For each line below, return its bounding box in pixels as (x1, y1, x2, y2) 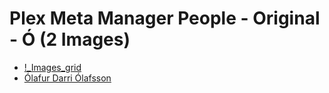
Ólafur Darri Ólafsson (23, 72, 112, 84)
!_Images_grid (23, 61, 82, 73)
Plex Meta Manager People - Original (9, 7, 321, 30)
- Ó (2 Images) (9, 28, 131, 51)
